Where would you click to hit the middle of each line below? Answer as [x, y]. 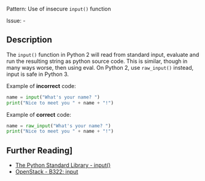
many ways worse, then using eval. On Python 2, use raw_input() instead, [100, 67]
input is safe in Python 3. [38, 74]
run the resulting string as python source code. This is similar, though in [97, 61]
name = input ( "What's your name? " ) [53, 97]
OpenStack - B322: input [47, 172]
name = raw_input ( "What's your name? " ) [59, 126]
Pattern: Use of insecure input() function [59, 9]
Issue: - [16, 20]
